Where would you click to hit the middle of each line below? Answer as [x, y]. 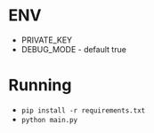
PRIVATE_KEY [47, 40]
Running [40, 86]
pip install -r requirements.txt [83, 110]
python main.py [49, 120]
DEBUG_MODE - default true [73, 49]
